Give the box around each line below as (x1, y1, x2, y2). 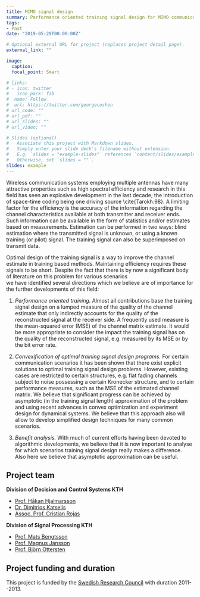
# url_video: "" (6, 124, 46, 130)
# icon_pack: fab (6, 91, 55, 97)
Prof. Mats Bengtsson (14, 533, 68, 540)
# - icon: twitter (6, 85, 52, 91)
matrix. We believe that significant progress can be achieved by (14, 391, 171, 398)
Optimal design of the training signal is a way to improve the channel (6, 254, 174, 261)
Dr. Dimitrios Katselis (14, 504, 66, 511)
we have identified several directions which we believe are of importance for (6, 279, 193, 286)
